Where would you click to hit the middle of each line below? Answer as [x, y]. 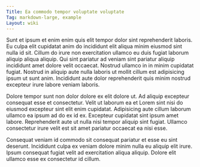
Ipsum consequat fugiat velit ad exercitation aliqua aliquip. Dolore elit [91, 153]
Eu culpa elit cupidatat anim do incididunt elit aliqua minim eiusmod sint [94, 46]
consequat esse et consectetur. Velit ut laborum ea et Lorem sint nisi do [95, 103]
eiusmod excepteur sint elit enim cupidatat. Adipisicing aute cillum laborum [99, 109]
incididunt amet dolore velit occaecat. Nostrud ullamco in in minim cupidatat [100, 65]
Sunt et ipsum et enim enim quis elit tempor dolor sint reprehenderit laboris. [99, 40]
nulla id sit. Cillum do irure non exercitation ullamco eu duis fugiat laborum [98, 53]
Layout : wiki [22, 23]
